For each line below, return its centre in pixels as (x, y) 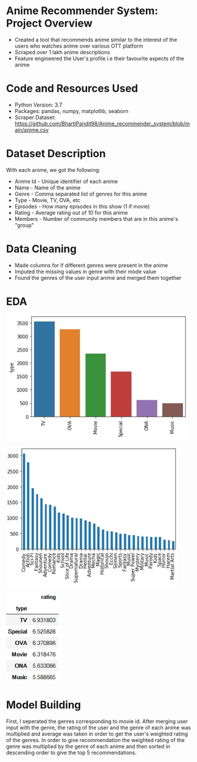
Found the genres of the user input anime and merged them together (98, 277)
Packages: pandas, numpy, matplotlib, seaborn (71, 111)
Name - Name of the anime (48, 187)
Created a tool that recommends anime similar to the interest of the (96, 39)
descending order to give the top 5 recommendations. (71, 753)
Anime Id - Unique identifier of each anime (66, 181)
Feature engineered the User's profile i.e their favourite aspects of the (99, 58)
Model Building (44, 705)
